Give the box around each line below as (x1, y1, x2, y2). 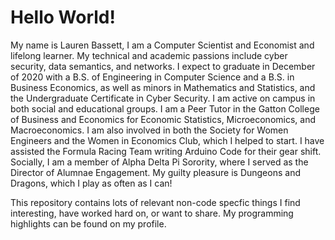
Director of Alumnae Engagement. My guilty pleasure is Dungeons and (10, 166, 301, 178)
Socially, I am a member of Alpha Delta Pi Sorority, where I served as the (10, 156, 309, 168)
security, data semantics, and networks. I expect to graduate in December (10, 60, 316, 72)
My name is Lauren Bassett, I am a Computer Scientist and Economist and (10, 39, 315, 51)
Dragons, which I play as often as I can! (10, 177, 173, 189)
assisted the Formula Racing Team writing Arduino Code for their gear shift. (10, 145, 322, 157)
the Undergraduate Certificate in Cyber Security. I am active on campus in (10, 92, 316, 104)
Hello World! (10, 6, 116, 29)
